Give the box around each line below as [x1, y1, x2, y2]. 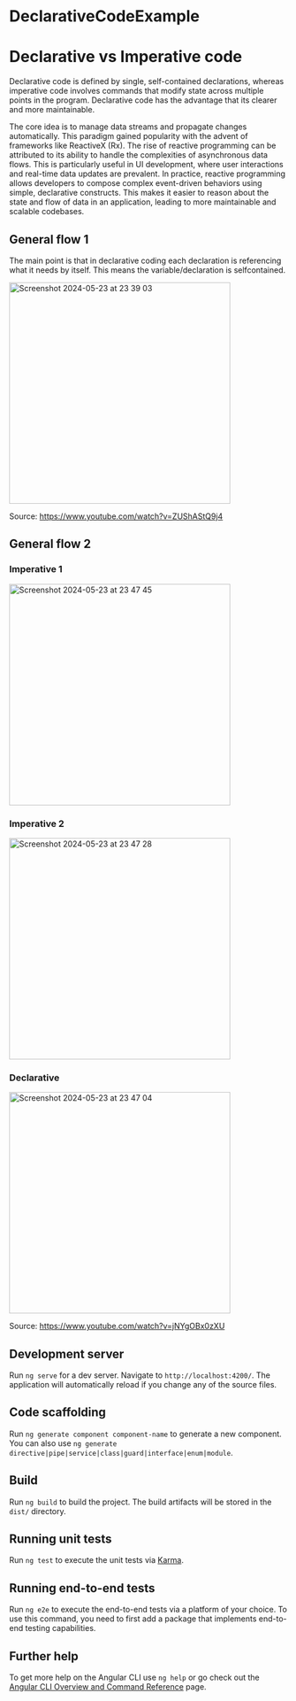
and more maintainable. [9, 104, 95, 115]
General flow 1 [9, 232, 89, 247]
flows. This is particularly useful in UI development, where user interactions [9, 159, 285, 170]
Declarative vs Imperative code [9, 47, 243, 67]
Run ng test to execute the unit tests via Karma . [9, 1555, 184, 1566]
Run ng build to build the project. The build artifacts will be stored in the [9, 1496, 272, 1507]
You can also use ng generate [9, 1437, 118, 1449]
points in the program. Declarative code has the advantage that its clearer [9, 95, 277, 105]
